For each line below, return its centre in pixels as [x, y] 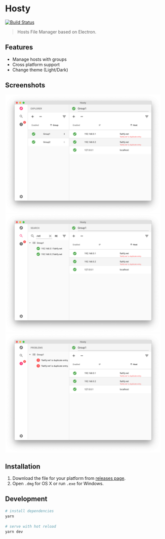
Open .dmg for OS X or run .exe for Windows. [58, 484]
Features [19, 47]
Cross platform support [36, 64]
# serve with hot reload [31, 527]
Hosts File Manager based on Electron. [57, 32]
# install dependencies [30, 511]
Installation [23, 466]
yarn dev [14, 532]
